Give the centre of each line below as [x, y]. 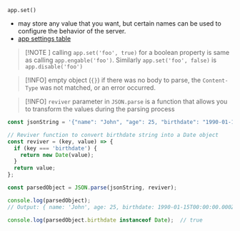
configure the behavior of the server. [72, 31]
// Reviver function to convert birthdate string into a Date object [113, 135]
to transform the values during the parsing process [100, 109]
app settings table [44, 38]
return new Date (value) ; [57, 155]
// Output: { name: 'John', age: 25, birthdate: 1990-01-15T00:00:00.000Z [121, 207]
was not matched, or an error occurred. [97, 88]
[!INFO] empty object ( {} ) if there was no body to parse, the [113, 80]
